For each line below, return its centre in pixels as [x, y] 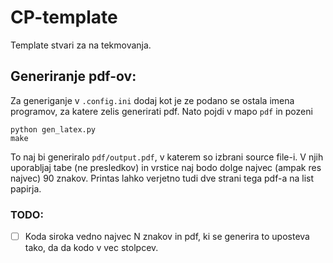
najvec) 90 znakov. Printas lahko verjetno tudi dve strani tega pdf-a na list [162, 178]
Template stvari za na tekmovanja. [81, 45]
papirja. [26, 188]
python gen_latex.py [53, 129]
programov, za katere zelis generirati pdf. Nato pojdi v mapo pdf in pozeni [161, 111]
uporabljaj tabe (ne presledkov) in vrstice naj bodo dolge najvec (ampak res [166, 167]
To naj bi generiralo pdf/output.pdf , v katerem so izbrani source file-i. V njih [167, 157]
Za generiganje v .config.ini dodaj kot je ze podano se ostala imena [152, 100]
